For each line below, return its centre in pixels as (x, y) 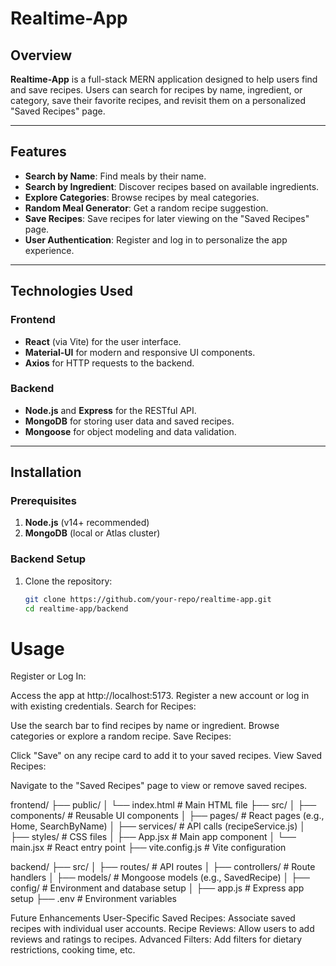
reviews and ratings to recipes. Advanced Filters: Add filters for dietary (156, 939)
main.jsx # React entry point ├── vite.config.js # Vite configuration (148, 848)
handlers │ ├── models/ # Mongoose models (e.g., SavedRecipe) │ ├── (160, 878)
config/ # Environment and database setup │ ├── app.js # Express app (157, 888)
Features (38, 152)
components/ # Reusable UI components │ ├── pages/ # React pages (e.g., (167, 816)
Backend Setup (48, 559)
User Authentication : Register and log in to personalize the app (156, 239)
